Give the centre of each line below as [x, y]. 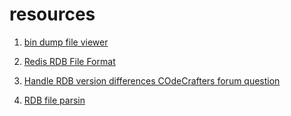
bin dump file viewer [66, 42]
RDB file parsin [54, 100]
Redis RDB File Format [69, 61]
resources [52, 14]
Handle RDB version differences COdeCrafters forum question [152, 80]
